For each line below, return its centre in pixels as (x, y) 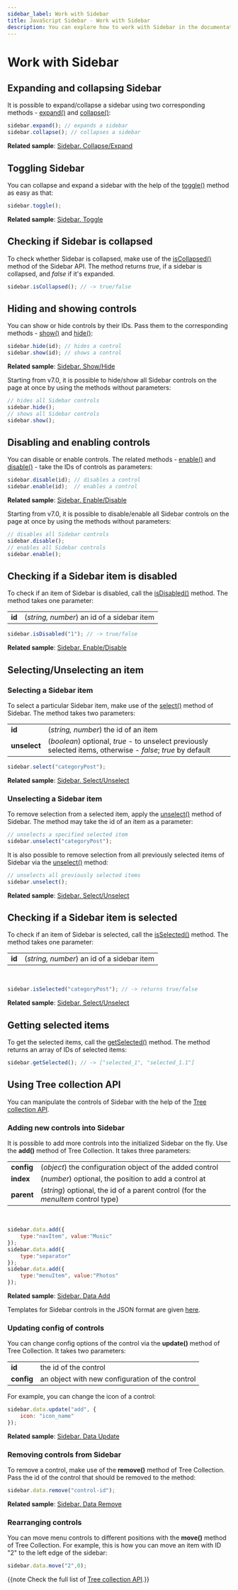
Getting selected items (58, 1025)
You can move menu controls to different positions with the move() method (117, 1538)
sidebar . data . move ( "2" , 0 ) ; (47, 1566)
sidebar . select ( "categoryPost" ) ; (57, 767)
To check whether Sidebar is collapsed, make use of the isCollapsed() (109, 259)
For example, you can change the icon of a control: (81, 1397)
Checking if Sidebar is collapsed (80, 242)
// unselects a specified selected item (68, 835)
